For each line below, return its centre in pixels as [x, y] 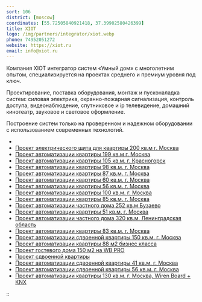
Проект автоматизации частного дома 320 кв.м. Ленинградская [98, 218]
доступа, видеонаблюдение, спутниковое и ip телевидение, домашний [98, 105]
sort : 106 [19, 12]
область [25, 224]
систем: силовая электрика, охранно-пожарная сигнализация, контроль [100, 99]
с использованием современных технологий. [65, 129]
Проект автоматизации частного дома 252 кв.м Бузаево [88, 205]
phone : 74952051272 [31, 40]
